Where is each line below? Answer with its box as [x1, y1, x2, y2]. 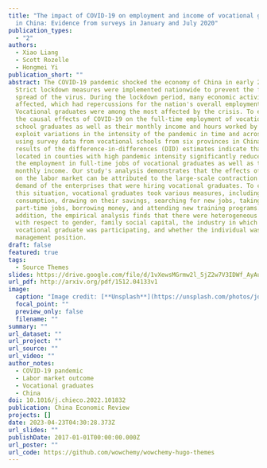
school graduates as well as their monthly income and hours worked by [15, 123, 258, 131]
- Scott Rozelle [15, 57, 69, 64]
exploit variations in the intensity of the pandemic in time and [15, 130, 240, 138]
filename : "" [15, 315, 59, 323]
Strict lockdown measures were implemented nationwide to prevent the [15, 85, 254, 94]
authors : [8, 41, 37, 49]
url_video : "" [8, 352, 56, 361]
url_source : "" [8, 345, 59, 353]
